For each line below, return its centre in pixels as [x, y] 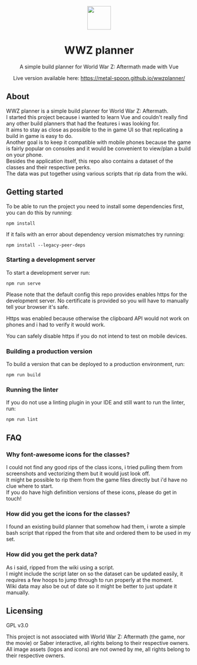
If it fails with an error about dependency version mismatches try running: [95, 234]
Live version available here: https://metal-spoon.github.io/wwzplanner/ [99, 78]
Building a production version [49, 351]
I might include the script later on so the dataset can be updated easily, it [95, 574]
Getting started [35, 192]
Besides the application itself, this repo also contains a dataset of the [90, 161]
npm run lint [22, 420]
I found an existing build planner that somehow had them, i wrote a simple [96, 526]
